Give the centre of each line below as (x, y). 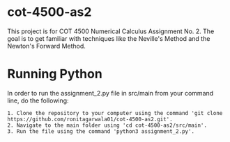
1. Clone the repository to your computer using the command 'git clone (115, 113)
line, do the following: (38, 100)
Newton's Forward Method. (46, 46)
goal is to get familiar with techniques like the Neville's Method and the (109, 38)
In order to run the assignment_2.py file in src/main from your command (110, 93)
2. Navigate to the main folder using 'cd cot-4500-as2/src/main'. (107, 125)
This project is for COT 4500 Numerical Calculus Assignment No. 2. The (111, 31)
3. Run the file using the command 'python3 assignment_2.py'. (101, 131)
